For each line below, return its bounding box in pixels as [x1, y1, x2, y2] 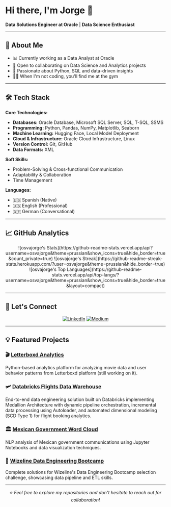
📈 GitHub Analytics [5, 229, 69, 237]
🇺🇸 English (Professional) [12, 202, 68, 209]
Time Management [12, 177, 52, 183]
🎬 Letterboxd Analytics [5, 351, 64, 358]
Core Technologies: [5, 109, 48, 115]
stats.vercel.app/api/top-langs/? [51, 272, 120, 278]
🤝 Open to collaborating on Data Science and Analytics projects [12, 62, 146, 68]
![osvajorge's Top [29, 266, 66, 272]
